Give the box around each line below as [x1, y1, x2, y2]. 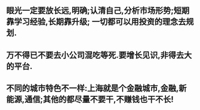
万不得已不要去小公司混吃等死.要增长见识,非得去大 [6, 50, 192, 60]
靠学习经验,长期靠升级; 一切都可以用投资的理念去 [6, 17, 186, 27]
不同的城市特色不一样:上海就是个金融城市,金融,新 [6, 83, 187, 93]
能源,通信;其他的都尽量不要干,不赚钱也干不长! [6, 95, 174, 105]
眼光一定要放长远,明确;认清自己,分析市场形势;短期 [6, 5, 190, 16]
